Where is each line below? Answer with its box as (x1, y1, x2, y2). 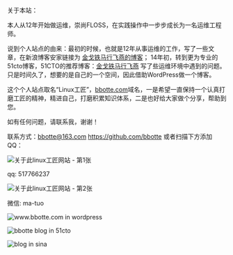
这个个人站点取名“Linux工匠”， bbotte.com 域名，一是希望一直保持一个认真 (7, 86, 220, 93)
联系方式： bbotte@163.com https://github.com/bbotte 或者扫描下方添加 (7, 132, 213, 141)
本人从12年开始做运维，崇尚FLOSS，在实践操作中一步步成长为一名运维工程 (7, 21, 222, 29)
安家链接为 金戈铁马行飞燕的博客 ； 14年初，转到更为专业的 (49, 53, 218, 61)
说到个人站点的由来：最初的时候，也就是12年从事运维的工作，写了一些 (7, 45, 209, 52)
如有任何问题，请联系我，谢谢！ (7, 118, 99, 125)
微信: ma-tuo (7, 199, 44, 207)
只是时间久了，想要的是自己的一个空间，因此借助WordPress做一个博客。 (7, 70, 216, 79)
